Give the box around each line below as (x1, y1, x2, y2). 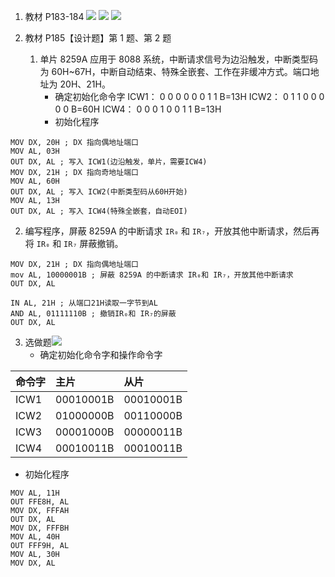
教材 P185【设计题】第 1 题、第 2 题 (24, 32, 172, 44)
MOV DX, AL (10, 558, 56, 568)
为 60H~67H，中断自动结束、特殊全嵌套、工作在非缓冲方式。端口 (39, 66, 311, 77)
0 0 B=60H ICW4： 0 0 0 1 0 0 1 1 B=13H (54, 103, 222, 115)
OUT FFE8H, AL (10, 497, 70, 507)
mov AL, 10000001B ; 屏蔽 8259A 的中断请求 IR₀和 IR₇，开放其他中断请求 (10, 270, 294, 280)
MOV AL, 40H (10, 532, 60, 542)
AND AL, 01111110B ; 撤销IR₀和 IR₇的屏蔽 (10, 309, 177, 319)
